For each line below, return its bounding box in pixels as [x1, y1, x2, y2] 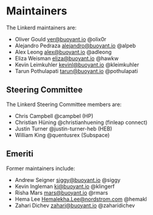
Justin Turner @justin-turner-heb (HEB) [14, 125, 112, 132]
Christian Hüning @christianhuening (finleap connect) [14, 119, 148, 126]
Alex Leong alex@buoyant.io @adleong [14, 48, 112, 55]
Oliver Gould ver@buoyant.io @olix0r [14, 35, 106, 43]
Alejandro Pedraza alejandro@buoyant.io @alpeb [14, 42, 136, 49]
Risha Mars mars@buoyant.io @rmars [14, 189, 109, 196]
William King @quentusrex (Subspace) [14, 131, 110, 138]
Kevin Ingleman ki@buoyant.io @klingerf [14, 183, 115, 190]
